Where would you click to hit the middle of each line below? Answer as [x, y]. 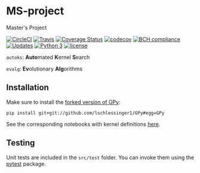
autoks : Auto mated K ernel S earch [48, 57]
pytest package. [26, 163]
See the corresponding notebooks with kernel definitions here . [83, 124]
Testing [21, 143]
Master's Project [26, 28]
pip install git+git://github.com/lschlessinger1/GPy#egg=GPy [85, 113]
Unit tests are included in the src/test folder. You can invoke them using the [100, 157]
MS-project [35, 11]
